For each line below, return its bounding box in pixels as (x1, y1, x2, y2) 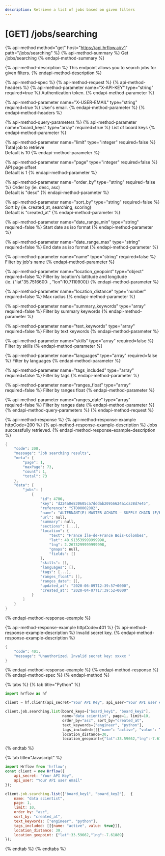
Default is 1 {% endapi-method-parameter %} (5, 169, 97, 175)
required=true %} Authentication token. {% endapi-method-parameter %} (5, 89, 155, 96)
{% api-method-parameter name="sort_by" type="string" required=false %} (5, 199, 160, 205)
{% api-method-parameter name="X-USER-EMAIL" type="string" (5, 99, 137, 105)
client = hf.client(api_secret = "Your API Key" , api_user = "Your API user (5, 700, 157, 705)
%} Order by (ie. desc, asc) (5, 184, 60, 190)
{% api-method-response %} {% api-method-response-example (5, 416, 136, 422)
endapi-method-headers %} (5, 110, 62, 115)
